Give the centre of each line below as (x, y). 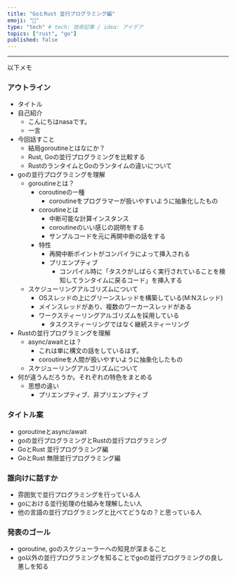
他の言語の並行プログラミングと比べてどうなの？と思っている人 (110, 512)
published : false (33, 40)
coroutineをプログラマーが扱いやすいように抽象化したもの (133, 201)
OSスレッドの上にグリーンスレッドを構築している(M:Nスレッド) (131, 298)
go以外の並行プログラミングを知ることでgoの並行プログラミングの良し (120, 558)
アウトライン (29, 87)
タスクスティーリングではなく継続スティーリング (119, 324)
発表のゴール (29, 532)
